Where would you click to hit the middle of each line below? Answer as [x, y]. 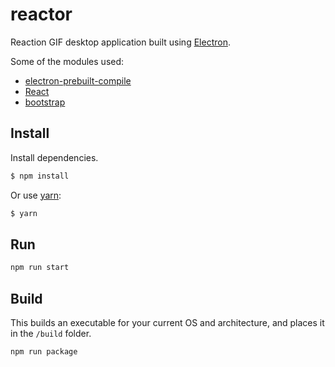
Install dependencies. [54, 157]
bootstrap [45, 102]
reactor [41, 14]
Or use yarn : [36, 195]
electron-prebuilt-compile [78, 80]
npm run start [40, 268]
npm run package [44, 352]
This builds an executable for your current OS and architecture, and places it [167, 322]
